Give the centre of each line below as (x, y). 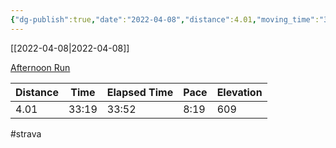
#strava (26, 133)
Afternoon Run (40, 67)
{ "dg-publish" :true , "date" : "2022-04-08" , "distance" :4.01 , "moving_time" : (165, 19)
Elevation (239, 92)
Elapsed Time (140, 92)
